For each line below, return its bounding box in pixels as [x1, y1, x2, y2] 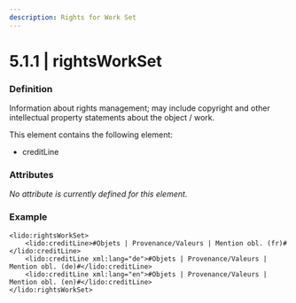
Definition [9, 82, 53, 95]
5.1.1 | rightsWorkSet [9, 50, 162, 71]
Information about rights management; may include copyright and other [9, 103, 270, 113]
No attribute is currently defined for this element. [9, 189, 188, 199]
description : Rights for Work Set [9, 12, 137, 22]
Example [9, 211, 48, 223]
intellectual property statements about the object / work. [9, 113, 215, 123]
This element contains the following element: [9, 129, 173, 140]
